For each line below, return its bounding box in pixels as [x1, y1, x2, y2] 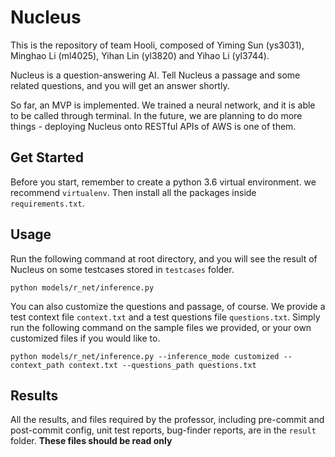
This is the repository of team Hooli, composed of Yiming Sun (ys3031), [10, 39, 305, 51]
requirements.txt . [10, 197, 85, 209]
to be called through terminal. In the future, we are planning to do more [10, 109, 303, 121]
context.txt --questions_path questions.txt [68, 360, 257, 370]
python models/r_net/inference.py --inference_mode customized [10, 351, 280, 361]
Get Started [10, 149, 84, 166]
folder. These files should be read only [10, 435, 173, 447]
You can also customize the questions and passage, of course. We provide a [10, 300, 326, 312]
